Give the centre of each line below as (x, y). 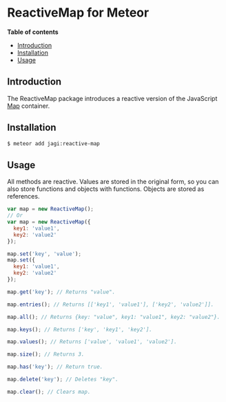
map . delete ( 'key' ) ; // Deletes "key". (63, 379)
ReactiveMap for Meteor (78, 13)
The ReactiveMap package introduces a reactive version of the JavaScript (112, 98)
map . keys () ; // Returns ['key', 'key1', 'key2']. (80, 329)
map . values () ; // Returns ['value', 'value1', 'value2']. (92, 342)
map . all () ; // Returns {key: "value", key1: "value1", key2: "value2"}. (114, 317)
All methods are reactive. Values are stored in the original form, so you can (113, 182)
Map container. (29, 106)
